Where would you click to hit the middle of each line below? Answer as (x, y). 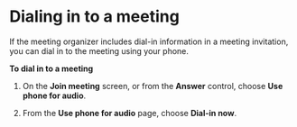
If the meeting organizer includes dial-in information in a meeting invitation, (149, 41)
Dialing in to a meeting (95, 17)
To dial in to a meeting (51, 68)
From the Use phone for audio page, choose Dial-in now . (130, 113)
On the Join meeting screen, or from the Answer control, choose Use (153, 86)
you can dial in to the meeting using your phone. (99, 50)
